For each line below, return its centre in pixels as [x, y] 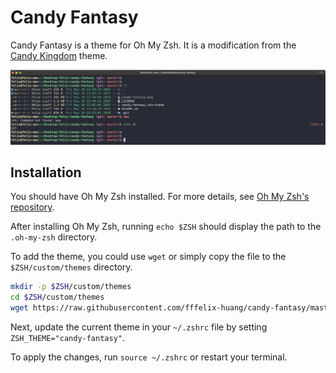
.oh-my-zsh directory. [54, 237]
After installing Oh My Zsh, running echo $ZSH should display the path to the [166, 227]
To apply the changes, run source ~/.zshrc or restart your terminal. [149, 357]
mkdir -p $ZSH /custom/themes [71, 287]
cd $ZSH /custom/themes [57, 297]
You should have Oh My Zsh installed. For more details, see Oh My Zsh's [160, 197]
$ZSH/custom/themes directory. [71, 267]
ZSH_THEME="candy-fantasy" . [68, 337]
